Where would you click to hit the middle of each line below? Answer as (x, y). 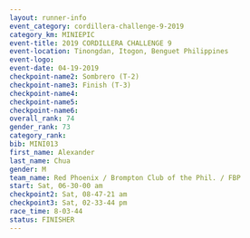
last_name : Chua (40, 161)
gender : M (28, 169)
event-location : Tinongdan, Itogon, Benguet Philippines (119, 52)
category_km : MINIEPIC (52, 34)
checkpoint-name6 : (44, 110)
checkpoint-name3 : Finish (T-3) (70, 85)
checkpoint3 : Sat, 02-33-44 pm (68, 203)
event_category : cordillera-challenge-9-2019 (96, 26)
